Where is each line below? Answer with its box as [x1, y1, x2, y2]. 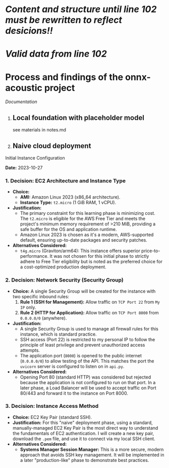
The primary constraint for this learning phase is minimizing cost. [20, 210, 155, 216]
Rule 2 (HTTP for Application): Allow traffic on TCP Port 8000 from [20, 309, 159, 315]
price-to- [141, 248, 160, 254]
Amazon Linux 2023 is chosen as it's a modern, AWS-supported [20, 231, 154, 238]
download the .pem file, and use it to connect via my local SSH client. [12, 436, 155, 442]
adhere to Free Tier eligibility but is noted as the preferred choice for [20, 259, 163, 265]
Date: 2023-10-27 [5, 164, 43, 170]
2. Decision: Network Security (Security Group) [5, 276, 124, 284]
